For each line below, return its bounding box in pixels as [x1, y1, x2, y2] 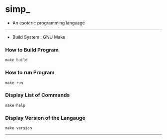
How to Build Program [5, 46, 59, 53]
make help [5, 103, 26, 108]
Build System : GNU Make [12, 34, 66, 40]
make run [5, 80, 23, 85]
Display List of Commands [5, 92, 70, 98]
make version [5, 126, 32, 131]
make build [5, 58, 28, 63]
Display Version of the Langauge [5, 114, 85, 121]
